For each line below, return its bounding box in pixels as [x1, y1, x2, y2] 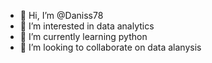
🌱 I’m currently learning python [19, 31, 148, 42]
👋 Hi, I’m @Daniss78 [19, 10, 104, 21]
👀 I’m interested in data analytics [19, 20, 155, 32]
